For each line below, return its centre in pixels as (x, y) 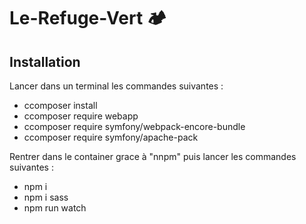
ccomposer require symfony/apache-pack (111, 137)
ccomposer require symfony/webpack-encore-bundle (134, 126)
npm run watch (55, 208)
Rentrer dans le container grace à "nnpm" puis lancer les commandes (153, 156)
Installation (45, 61)
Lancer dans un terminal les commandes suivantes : (116, 86)
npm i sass (46, 197)
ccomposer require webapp (81, 116)
